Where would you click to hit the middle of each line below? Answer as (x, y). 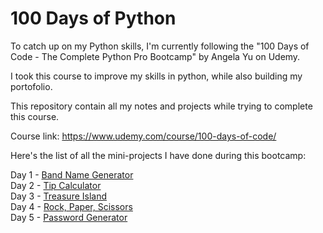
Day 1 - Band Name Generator (72, 174)
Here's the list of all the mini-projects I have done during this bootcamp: (158, 155)
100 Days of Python (93, 18)
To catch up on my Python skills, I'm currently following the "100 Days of (160, 46)
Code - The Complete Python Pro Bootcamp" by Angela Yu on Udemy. (155, 56)
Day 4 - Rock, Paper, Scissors (71, 206)
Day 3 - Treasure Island (59, 196)
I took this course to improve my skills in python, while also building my (156, 76)
